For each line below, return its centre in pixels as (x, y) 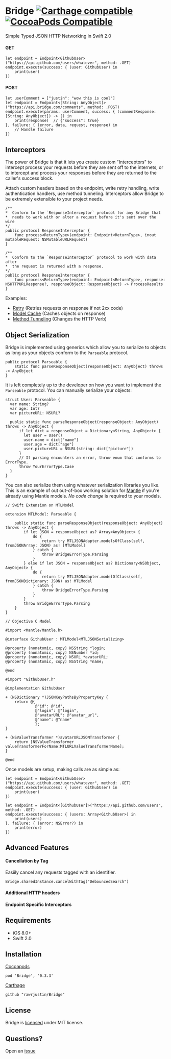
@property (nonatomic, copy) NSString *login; (56, 648)
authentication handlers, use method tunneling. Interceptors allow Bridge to (85, 193)
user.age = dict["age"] (49, 444)
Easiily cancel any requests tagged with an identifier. (61, 872)
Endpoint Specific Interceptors (39, 904)
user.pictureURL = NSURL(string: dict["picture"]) (79, 449)
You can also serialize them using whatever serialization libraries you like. (82, 485)
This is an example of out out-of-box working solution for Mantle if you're (82, 490)
